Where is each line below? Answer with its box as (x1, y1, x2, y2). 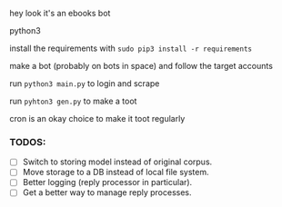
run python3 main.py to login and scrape (9, 78, 160, 89)
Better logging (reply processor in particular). (22, 177, 193, 188)
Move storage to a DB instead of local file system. (22, 167, 209, 178)
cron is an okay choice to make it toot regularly (9, 113, 186, 123)
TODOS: (9, 135, 46, 148)
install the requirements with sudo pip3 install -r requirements (9, 43, 253, 54)
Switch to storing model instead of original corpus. (22, 156, 213, 167)
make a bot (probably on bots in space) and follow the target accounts (9, 61, 273, 71)
